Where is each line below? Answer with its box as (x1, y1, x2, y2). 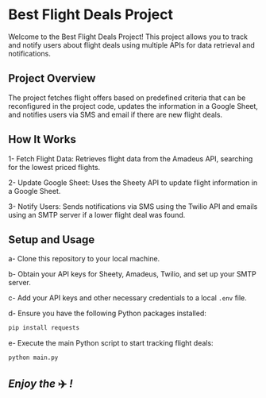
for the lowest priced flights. (8, 162, 101, 172)
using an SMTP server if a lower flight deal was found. (8, 210, 186, 219)
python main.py (8, 354, 59, 362)
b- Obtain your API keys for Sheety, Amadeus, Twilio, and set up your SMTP (8, 269, 256, 279)
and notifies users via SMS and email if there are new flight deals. (8, 110, 223, 119)
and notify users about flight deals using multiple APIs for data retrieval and (8, 40, 256, 49)
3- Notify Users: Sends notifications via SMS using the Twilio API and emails (8, 201, 258, 211)
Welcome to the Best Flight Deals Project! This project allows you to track (8, 32, 249, 41)
